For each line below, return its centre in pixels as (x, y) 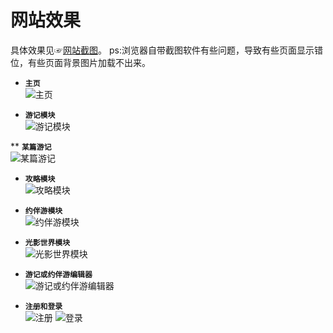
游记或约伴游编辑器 (58, 274)
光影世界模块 (47, 242)
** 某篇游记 (31, 146)
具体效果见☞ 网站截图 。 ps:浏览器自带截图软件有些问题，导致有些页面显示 (162, 50)
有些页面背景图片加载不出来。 (89, 62)
